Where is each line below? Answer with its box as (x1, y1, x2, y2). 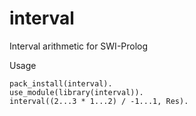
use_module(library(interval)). (9, 87, 144, 97)
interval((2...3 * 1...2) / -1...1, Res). (9, 96, 189, 106)
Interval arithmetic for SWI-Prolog (9, 40, 149, 52)
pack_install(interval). (9, 78, 113, 89)
